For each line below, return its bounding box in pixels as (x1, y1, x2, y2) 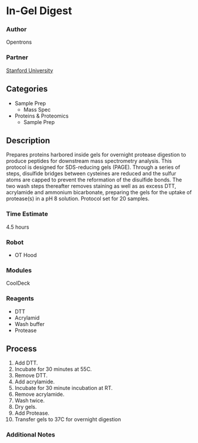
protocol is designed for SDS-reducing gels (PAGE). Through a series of (6, 164, 181, 171)
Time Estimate (6, 210, 48, 218)
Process (6, 344, 37, 354)
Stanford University (6, 67, 54, 74)
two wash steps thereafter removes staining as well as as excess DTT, (6, 183, 177, 190)
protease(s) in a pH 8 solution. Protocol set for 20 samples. (6, 195, 150, 202)
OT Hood (14, 252, 37, 258)
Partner (6, 53, 28, 61)
